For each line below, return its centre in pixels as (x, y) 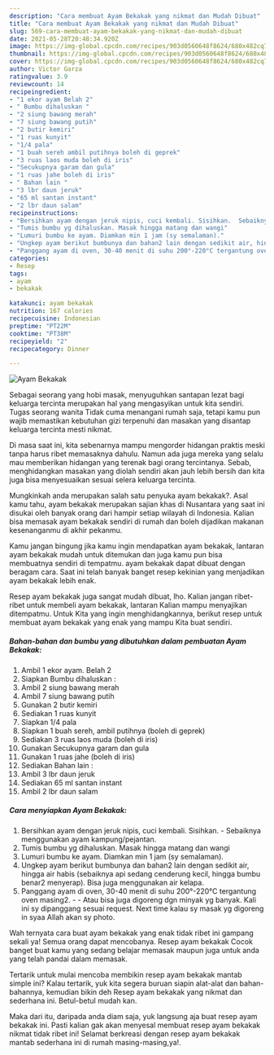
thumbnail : (28, 54)
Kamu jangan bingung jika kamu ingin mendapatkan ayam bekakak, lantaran (137, 546)
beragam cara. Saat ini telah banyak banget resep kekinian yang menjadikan (137, 572)
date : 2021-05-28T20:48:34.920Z (64, 39)
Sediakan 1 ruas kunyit (59, 714)
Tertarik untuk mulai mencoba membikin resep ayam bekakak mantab (126, 975)
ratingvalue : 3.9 (39, 77)
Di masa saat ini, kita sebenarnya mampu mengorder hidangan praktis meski (137, 446)
